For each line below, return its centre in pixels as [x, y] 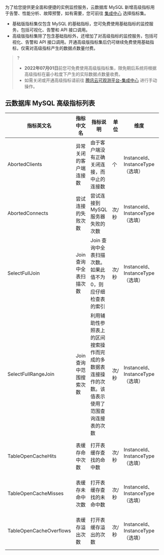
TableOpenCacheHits [32, 456]
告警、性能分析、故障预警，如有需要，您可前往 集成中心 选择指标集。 [79, 13]
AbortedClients [25, 164]
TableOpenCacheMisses [36, 493]
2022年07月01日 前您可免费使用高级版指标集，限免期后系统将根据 [91, 68]
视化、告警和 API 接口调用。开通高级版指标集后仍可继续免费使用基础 [81, 42]
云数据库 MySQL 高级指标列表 [50, 104]
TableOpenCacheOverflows [39, 531]
